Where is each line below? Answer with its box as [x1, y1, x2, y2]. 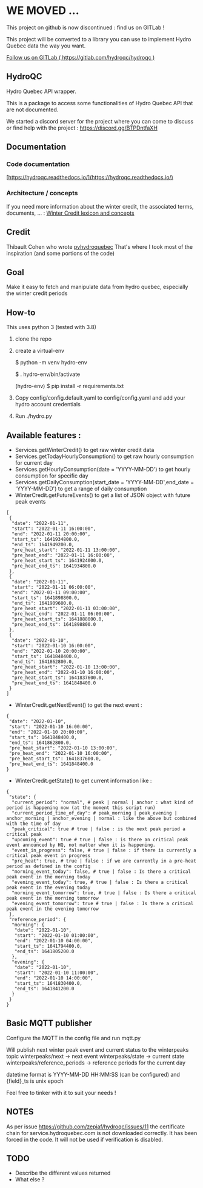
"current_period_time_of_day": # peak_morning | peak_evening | [12, 810, 178, 816]
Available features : [6, 430, 81, 440]
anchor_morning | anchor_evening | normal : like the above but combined [6, 815, 197, 821]
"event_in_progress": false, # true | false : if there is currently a [12, 847, 197, 853]
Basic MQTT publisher [6, 1018, 92, 1029]
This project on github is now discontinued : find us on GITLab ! [6, 24, 165, 31]
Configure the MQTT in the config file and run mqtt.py [6, 1034, 141, 1041]
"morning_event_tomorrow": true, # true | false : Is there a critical [12, 889, 197, 896]
